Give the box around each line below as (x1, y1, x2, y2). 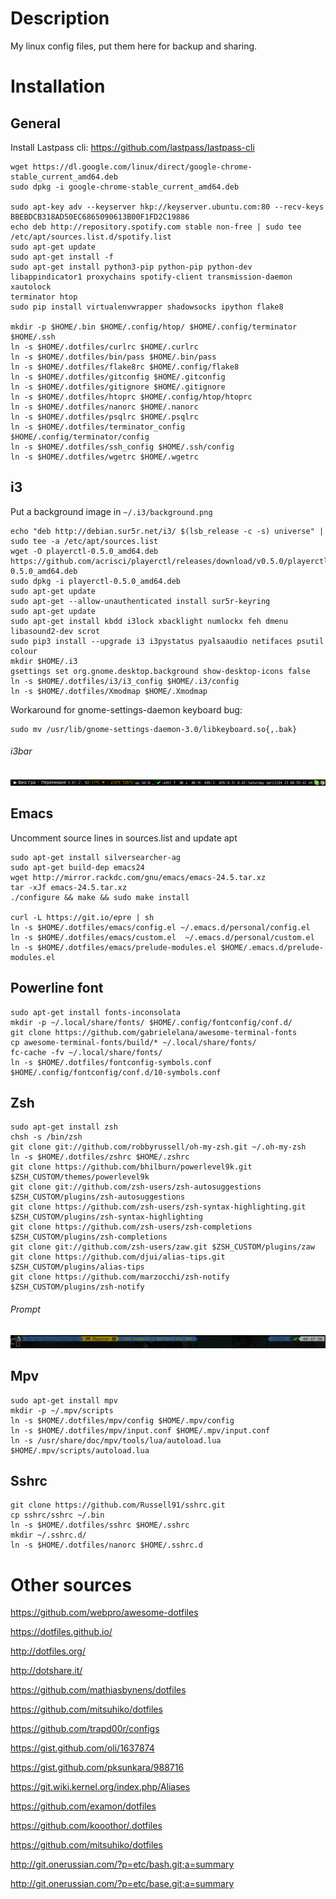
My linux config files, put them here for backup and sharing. (10, 40, 258, 52)
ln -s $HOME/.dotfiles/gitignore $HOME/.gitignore (10, 382, 226, 392)
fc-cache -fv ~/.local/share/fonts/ (10, 1047, 163, 1057)
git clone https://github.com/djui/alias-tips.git (10, 1252, 226, 1262)
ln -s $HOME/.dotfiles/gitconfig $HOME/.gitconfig (10, 372, 226, 382)
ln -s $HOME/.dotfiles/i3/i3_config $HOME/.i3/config (10, 676, 240, 686)
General (10, 115, 62, 132)
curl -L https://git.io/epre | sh (10, 912, 155, 922)
